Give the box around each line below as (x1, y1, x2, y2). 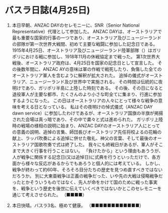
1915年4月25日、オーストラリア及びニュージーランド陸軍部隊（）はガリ (12, 47, 161, 53)
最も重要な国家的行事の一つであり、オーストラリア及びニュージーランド (12, 35, 162, 41)
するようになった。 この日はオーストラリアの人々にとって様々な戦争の (12, 97, 158, 103)
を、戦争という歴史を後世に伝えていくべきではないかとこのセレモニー (12, 185, 158, 191)
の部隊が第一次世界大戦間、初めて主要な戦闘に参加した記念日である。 (12, 41, 158, 47)
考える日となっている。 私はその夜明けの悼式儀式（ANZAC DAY (21, 103, 153, 110)
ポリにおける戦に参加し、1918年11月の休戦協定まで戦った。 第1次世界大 (12, 53, 160, 59)
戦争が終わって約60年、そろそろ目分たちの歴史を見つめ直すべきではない (12, 166, 163, 172)
